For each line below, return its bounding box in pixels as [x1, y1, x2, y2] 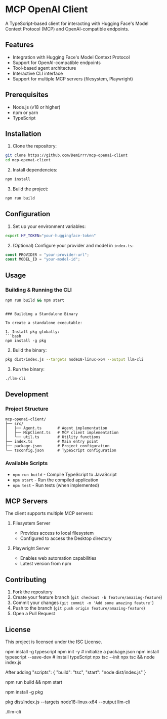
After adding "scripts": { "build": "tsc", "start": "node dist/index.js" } [5, 669, 146, 675]
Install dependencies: [12, 167, 58, 173]
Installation [5, 129, 41, 138]
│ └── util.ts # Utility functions [5, 435, 101, 440]
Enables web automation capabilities [20, 555, 97, 561]
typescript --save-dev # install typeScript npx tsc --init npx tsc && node [5, 654, 155, 660]
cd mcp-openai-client [5, 158, 51, 163]
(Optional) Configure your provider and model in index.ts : [12, 242, 134, 248]
